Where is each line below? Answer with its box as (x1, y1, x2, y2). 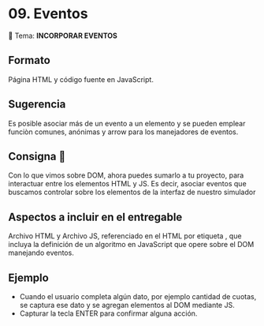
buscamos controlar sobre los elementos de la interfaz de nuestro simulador (8, 187, 256, 197)
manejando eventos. (8, 248, 75, 257)
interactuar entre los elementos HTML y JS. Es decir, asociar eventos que (8, 179, 247, 189)
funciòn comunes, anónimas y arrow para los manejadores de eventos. (8, 127, 239, 137)
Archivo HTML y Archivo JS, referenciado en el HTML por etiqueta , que (8, 231, 242, 241)
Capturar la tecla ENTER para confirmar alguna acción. (19, 309, 198, 318)
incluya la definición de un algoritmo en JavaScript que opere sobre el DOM (8, 240, 255, 249)
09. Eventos (8, 5, 88, 23)
